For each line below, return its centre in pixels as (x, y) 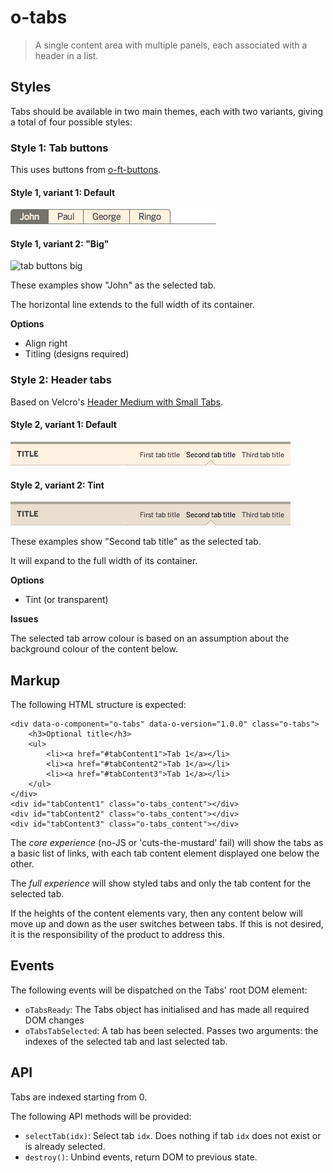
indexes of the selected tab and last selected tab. (126, 1041)
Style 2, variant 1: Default (63, 425)
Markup (35, 680)
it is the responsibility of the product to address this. (117, 934)
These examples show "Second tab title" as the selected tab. (136, 542)
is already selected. (65, 1146)
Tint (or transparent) (66, 600)
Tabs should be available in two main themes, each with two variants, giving (166, 111)
